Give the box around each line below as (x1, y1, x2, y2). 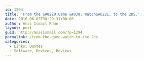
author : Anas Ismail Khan (5, 21, 58, 26)
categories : (5, 39, 30, 44)
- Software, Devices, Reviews (9, 48, 72, 53)
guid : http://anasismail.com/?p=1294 (5, 30, 83, 35)
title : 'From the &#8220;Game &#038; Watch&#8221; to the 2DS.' (5, 12, 140, 17)
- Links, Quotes (9, 44, 43, 49)
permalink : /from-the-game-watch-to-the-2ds (5, 35, 98, 40)
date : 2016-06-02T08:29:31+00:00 (5, 16, 74, 21)
